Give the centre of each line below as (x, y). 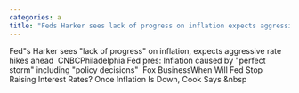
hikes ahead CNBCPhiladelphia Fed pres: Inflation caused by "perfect (137, 60)
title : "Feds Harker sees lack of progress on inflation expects (133, 26)
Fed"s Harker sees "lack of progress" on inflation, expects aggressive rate (145, 50)
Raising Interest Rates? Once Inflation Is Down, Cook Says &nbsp (128, 79)
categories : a (36, 17)
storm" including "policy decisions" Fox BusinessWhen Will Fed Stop (136, 70)
